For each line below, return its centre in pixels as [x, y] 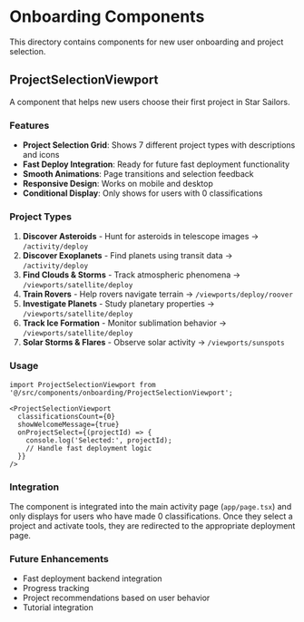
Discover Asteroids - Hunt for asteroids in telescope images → [141, 237]
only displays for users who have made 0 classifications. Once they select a [151, 516]
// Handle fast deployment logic [89, 448]
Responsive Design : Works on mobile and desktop [118, 184]
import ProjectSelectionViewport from [83, 384]
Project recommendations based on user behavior [116, 598]
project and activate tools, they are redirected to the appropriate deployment [152, 525]
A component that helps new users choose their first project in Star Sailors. [150, 102]
